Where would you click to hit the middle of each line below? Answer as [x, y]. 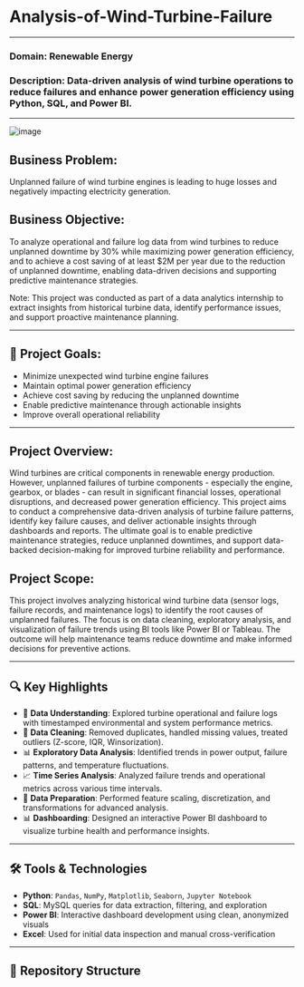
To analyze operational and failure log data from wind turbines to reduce [144, 241]
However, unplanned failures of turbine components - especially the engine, [151, 483]
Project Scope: [52, 579]
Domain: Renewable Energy [71, 56]
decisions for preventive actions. [70, 649]
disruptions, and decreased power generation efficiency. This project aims [148, 502]
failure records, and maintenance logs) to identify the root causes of [137, 610]
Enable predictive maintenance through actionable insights [132, 404]
